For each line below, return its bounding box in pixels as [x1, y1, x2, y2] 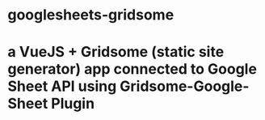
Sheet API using [7, 77, 117, 96]
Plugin [51, 95, 95, 113]
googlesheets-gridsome [7, 6, 175, 24]
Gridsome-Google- [120, 77, 250, 96]
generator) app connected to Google [7, 60, 258, 79]
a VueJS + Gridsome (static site [7, 43, 225, 62]
